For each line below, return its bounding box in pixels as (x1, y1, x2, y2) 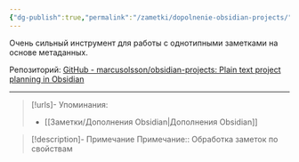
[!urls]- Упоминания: (30, 99, 109, 109)
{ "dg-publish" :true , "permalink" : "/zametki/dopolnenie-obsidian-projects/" (9, 12, 293, 22)
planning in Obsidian (9, 73, 85, 85)
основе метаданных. (9, 46, 89, 58)
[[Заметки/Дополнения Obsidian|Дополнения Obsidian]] (44, 117, 258, 127)
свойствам (30, 143, 73, 154)
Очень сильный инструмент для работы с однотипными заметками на (9, 37, 279, 48)
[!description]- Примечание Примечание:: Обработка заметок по (30, 134, 279, 144)
